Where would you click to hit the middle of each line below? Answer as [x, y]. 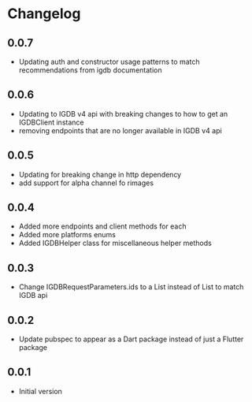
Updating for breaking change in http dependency [100, 174]
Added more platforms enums [67, 235]
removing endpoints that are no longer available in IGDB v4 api [120, 130]
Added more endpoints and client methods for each [102, 226]
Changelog [44, 14]
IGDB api [33, 296]
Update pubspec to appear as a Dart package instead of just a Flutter [131, 339]
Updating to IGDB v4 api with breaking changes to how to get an [123, 114]
